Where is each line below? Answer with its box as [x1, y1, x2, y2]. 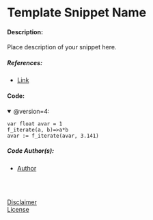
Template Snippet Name [7, 5, 147, 21]
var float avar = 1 [7, 120, 63, 127]
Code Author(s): [7, 147, 55, 155]
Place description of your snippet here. [7, 43, 117, 51]
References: [7, 58, 43, 66]
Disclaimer [7, 197, 38, 206]
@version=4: [13, 107, 50, 115]
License [7, 205, 29, 213]
